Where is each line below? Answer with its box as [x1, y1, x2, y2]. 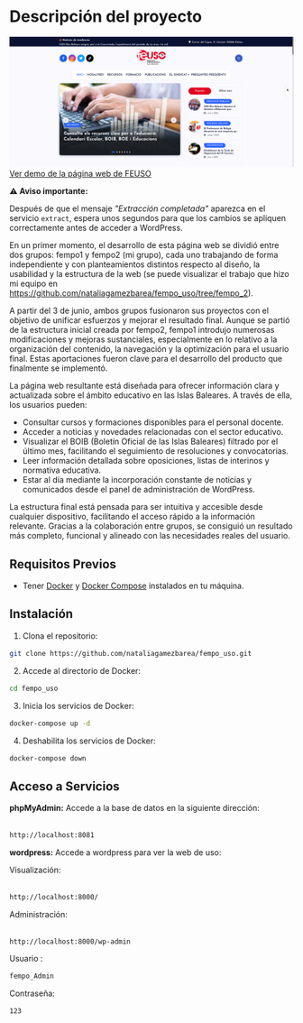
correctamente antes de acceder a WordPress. [9, 223, 183, 234]
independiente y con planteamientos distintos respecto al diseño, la [9, 259, 261, 270]
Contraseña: [9, 988, 56, 999]
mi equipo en [9, 278, 59, 290]
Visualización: [9, 864, 61, 875]
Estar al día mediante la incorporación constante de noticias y [22, 475, 252, 485]
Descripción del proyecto [9, 6, 203, 27]
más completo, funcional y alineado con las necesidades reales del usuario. [9, 530, 291, 541]
